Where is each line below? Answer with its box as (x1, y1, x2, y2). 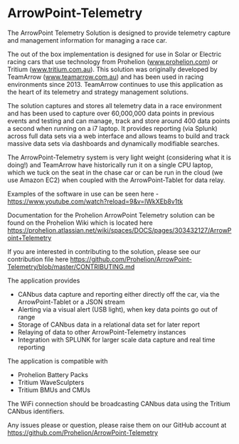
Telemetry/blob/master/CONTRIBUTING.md (7, 262, 135, 271)
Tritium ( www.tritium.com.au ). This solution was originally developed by (7, 65, 218, 73)
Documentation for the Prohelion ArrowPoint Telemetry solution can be (7, 211, 216, 219)
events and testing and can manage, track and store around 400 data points (7, 116, 230, 125)
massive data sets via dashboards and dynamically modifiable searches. (7, 139, 220, 147)
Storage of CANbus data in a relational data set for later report (17, 320, 201, 329)
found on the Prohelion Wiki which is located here (7, 218, 153, 227)
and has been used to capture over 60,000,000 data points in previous (7, 109, 215, 117)
